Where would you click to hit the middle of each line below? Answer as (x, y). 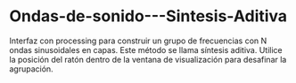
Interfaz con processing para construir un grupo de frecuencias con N (138, 41)
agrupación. (31, 69)
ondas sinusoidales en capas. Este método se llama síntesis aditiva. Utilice (146, 49)
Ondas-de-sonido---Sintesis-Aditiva (148, 16)
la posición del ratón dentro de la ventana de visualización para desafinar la (148, 59)
